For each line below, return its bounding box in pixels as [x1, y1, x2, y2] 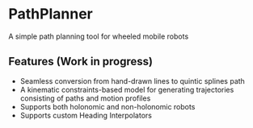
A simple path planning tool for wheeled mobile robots [8, 31, 189, 41]
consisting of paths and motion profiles [19, 93, 151, 103]
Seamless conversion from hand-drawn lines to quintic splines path [19, 76, 245, 85]
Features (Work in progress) [8, 55, 154, 68]
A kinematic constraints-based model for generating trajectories [19, 85, 234, 94]
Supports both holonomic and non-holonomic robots [19, 101, 196, 111]
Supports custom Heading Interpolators [19, 110, 152, 120]
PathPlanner [8, 5, 93, 23]
